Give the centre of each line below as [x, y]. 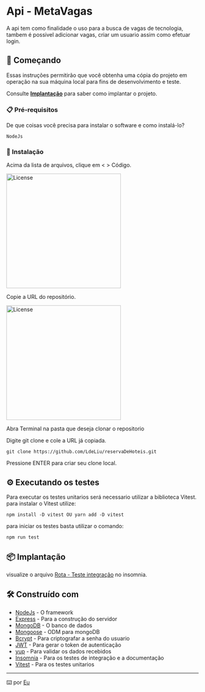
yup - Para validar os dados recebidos [63, 651]
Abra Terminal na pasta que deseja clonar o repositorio [75, 429]
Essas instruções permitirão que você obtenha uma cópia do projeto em [97, 75]
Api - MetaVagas [49, 11]
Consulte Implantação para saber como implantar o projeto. [82, 94]
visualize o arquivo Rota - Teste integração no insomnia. [77, 574]
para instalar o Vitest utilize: [41, 504]
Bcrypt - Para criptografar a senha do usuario [72, 638]
